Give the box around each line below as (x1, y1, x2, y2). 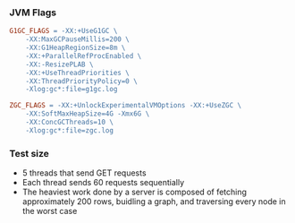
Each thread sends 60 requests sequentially (21, 177, 185, 188)
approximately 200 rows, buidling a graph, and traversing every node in (21, 196, 286, 207)
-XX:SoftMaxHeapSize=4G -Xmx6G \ (25, 109, 150, 118)
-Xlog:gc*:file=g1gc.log (25, 85, 118, 94)
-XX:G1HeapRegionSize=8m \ (25, 43, 126, 53)
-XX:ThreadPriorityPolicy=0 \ (25, 76, 139, 86)
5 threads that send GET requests (21, 167, 147, 178)
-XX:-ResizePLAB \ (25, 60, 94, 69)
